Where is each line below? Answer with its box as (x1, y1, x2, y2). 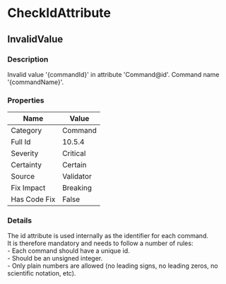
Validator (62, 172, 92, 182)
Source (11, 172, 35, 182)
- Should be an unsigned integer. (7, 254, 103, 263)
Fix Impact (11, 183, 46, 193)
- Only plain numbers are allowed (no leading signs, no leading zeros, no (7, 261, 218, 270)
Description (7, 54, 49, 64)
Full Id (11, 137, 31, 147)
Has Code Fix (11, 194, 56, 204)
